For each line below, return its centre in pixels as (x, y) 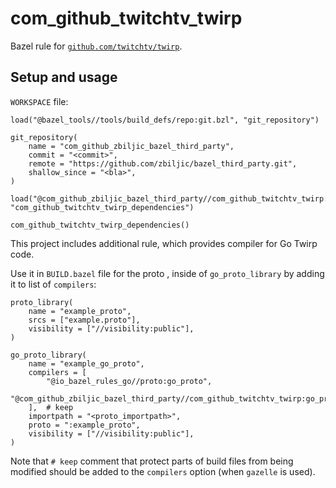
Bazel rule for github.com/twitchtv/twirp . (96, 46)
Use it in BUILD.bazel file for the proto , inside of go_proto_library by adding (167, 273)
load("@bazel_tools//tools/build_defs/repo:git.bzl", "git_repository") (165, 120)
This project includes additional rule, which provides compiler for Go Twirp (164, 243)
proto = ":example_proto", (84, 425)
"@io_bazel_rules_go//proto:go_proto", (129, 381)
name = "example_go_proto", (86, 363)
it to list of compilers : (53, 284)
